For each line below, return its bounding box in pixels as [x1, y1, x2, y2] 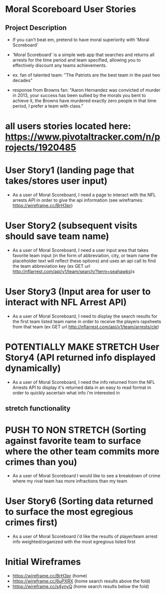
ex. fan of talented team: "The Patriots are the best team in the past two [12, 72, 160, 78]
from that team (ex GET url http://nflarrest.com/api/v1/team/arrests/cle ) [12, 324, 159, 330]
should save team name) [5, 231, 109, 242]
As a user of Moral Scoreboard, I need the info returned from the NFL [12, 379, 155, 385]
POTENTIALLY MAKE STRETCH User [5, 341, 159, 353]
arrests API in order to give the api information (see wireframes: [12, 197, 143, 203]
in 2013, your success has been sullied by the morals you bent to [12, 93, 146, 98]
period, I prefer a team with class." [12, 103, 83, 109]
